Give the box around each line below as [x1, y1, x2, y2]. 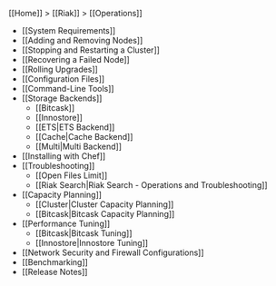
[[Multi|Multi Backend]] [34, 141, 122, 152]
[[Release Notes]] [21, 267, 88, 277]
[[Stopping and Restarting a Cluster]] [21, 44, 161, 55]
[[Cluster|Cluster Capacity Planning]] [34, 199, 174, 210]
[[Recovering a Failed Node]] [21, 54, 131, 64]
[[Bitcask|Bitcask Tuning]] [34, 228, 133, 239]
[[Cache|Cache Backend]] [34, 132, 133, 142]
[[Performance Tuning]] [21, 218, 111, 229]
